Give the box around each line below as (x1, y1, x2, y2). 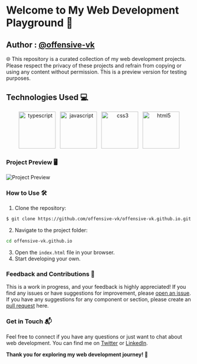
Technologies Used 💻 (6, 92, 88, 102)
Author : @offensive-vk (6, 40, 95, 50)
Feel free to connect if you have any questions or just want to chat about (6, 333, 183, 340)
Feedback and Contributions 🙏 (6, 270, 96, 278)
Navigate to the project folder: (14, 227, 88, 234)
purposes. (6, 75, 31, 82)
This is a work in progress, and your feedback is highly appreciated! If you (6, 284, 186, 291)
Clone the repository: (14, 205, 67, 212)
